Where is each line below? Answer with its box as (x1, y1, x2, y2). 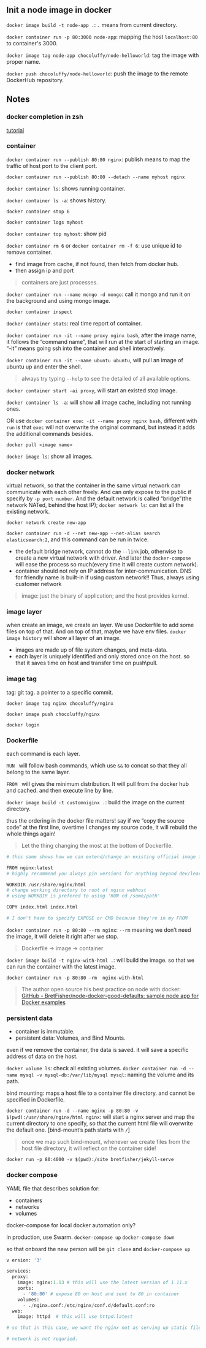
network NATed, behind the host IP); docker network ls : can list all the (6, 501, 184, 509)
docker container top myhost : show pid (6, 230, 107, 237)
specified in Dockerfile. (6, 1096, 66, 1103)
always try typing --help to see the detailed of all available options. (21, 375, 191, 382)
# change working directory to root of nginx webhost (6, 887, 147, 894)
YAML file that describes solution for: (6, 1184, 100, 1192)
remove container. (6, 248, 52, 256)
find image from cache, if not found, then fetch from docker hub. (15, 260, 179, 267)
